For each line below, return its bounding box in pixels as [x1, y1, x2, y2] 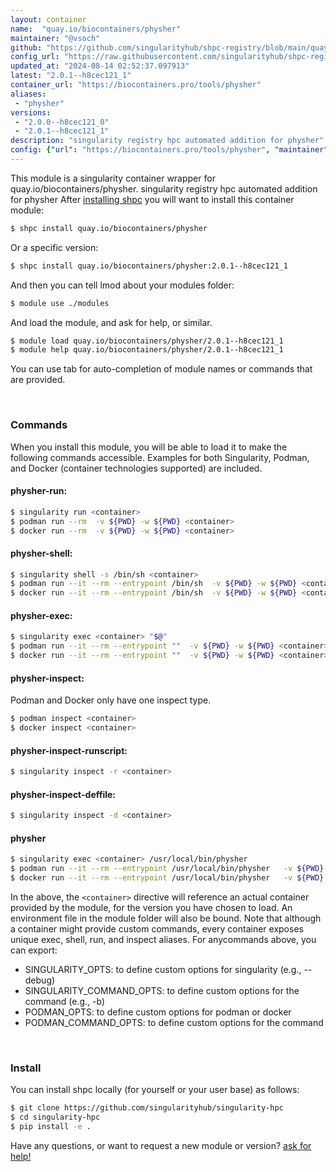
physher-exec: [10, 609, 73, 621]
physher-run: [10, 485, 68, 497]
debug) [24, 974, 56, 986]
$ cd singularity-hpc [10, 1112, 101, 1123]
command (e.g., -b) [24, 995, 106, 1007]
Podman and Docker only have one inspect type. [10, 694, 212, 706]
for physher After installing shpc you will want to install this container [10, 193, 295, 205]
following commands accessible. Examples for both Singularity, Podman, [10, 451, 310, 463]
